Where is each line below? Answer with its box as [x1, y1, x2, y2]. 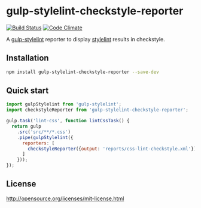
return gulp [11, 123, 42, 129]
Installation [6, 53, 49, 64]
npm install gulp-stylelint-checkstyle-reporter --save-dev [6, 69, 160, 75]
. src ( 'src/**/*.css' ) [17, 129, 71, 135]
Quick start [6, 86, 49, 96]
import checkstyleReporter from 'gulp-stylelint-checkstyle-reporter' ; [6, 107, 188, 113]
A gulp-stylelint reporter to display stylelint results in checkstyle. [6, 35, 166, 43]
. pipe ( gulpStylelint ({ [17, 134, 74, 140]
